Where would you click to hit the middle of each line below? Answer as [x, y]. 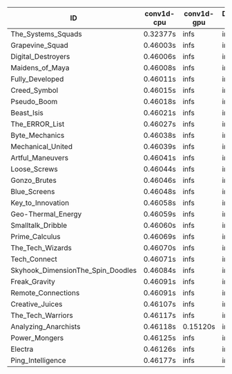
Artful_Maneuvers [40, 158]
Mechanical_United [41, 146]
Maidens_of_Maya [40, 68]
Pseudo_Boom [34, 101]
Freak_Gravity [33, 282]
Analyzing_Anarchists [46, 327]
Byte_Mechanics [38, 135]
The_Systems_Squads [47, 34]
